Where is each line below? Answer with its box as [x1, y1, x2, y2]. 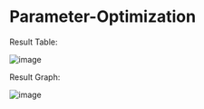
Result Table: [9, 36, 58, 47]
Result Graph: [9, 71, 61, 83]
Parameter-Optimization [9, 6, 197, 27]
